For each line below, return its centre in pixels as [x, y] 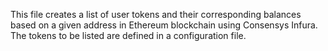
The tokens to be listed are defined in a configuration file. [128, 35]
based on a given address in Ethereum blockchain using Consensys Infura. [164, 25]
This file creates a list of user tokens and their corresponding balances [156, 14]
